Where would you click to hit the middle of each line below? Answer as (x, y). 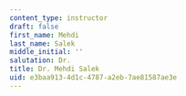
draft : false (34, 27)
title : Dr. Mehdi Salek (55, 69)
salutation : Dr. (40, 60)
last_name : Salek (42, 43)
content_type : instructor (58, 18)
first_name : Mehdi (44, 35)
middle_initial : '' (46, 52)
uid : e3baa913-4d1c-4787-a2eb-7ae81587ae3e (93, 78)
